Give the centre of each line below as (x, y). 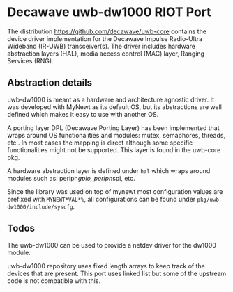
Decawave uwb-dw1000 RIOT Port (109, 12)
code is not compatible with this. (54, 281)
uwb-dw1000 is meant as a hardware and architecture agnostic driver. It (111, 99)
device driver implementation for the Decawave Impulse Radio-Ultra (105, 38)
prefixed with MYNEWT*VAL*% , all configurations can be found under (102, 199)
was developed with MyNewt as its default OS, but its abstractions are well (114, 107)
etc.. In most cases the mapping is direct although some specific (100, 143)
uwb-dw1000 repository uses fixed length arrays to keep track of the (106, 266)
